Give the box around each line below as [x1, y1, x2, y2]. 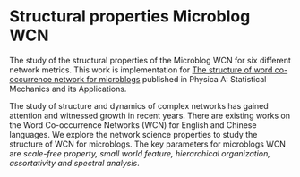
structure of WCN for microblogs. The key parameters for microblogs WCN [9, 139, 287, 149]
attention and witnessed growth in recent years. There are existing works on [9, 110, 291, 121]
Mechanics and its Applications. [9, 83, 127, 94]
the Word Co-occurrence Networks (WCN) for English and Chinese [9, 119, 257, 131]
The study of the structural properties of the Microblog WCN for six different [9, 55, 291, 65]
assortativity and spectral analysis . [9, 157, 141, 168]
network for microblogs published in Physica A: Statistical [53, 73, 267, 84]
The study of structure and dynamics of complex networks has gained [9, 100, 269, 111]
